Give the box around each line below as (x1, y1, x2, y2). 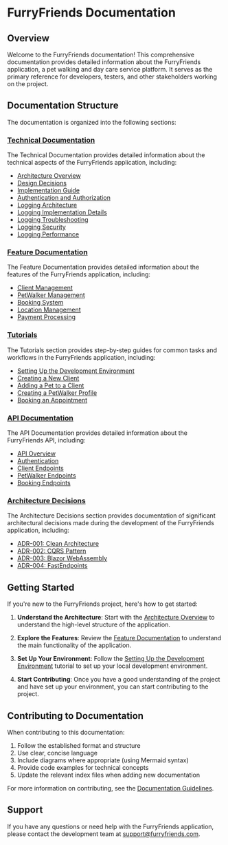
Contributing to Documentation (7, 710, 144, 722)
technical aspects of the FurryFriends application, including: (7, 159, 177, 167)
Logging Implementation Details (16, 208, 108, 216)
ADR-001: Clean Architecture (16, 540, 100, 548)
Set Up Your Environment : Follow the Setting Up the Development (16, 655, 205, 663)
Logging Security (16, 223, 67, 232)
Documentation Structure (7, 100, 119, 112)
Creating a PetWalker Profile (16, 388, 98, 397)
